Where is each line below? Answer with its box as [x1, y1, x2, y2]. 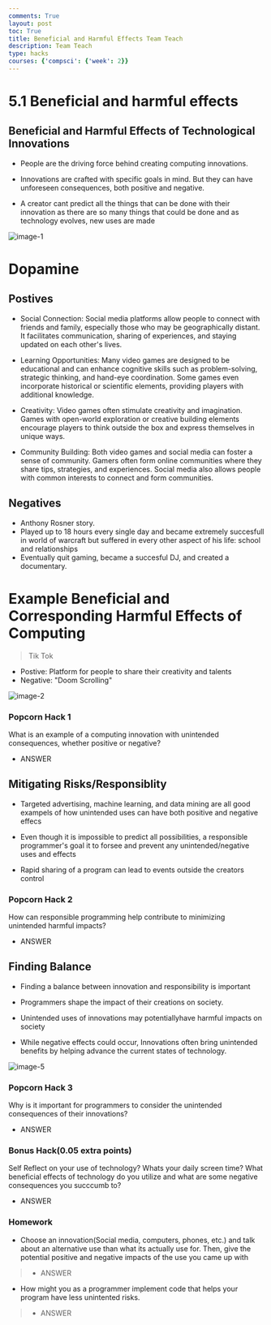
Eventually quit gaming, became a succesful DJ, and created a [19, 553, 230, 562]
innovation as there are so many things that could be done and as [19, 207, 239, 217]
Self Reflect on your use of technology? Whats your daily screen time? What [8, 1164, 264, 1173]
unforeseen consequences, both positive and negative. [19, 183, 205, 192]
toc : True [8, 27, 42, 35]
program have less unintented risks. [19, 1292, 140, 1302]
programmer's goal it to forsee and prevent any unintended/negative [19, 841, 250, 850]
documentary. [19, 561, 67, 570]
